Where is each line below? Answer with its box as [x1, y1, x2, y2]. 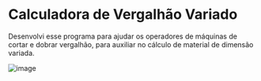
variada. [8, 48, 35, 57]
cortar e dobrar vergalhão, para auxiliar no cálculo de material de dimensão [8, 39, 254, 49]
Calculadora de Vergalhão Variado [8, 6, 238, 24]
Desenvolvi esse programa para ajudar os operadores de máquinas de [8, 31, 237, 41]
